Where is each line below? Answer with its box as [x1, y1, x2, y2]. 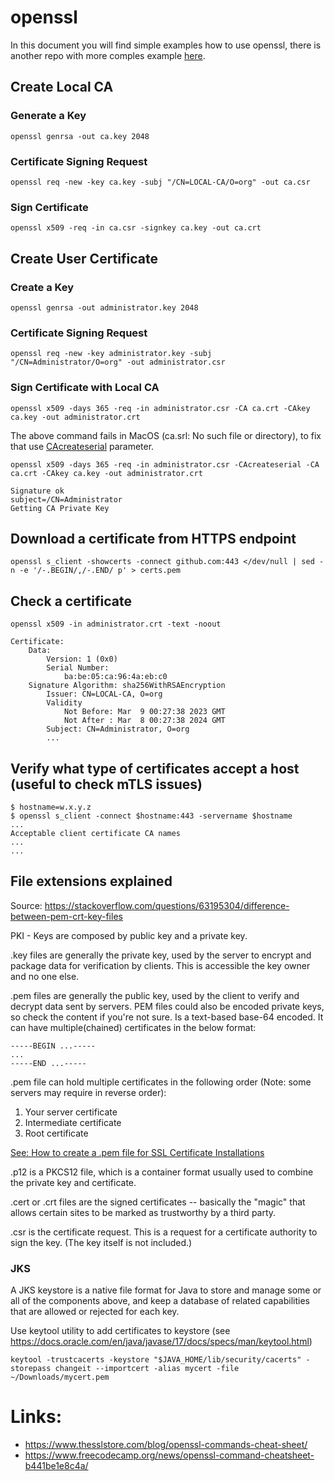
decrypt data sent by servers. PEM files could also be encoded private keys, [10, 1000, 325, 1012]
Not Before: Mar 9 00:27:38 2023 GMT [63, 707, 226, 717]
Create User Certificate [10, 250, 158, 267]
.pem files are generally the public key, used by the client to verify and [10, 989, 300, 1001]
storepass [10, 1364, 52, 1374]
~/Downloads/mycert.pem [10, 1372, 110, 1383]
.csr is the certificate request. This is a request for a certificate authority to [10, 1226, 318, 1238]
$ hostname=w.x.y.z [10, 802, 92, 812]
